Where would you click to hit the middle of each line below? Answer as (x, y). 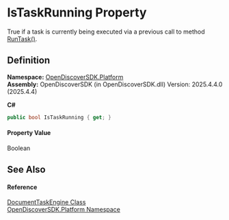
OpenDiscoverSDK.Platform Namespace (64, 210)
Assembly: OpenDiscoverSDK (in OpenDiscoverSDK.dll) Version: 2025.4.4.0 (115, 84)
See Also (26, 170)
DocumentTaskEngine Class (46, 202)
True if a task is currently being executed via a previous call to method (106, 32)
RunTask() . (22, 38)
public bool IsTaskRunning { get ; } (59, 117)
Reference (22, 187)
